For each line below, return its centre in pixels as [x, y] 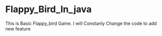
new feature [18, 28]
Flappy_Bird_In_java [48, 9]
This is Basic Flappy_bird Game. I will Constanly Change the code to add [81, 23]
